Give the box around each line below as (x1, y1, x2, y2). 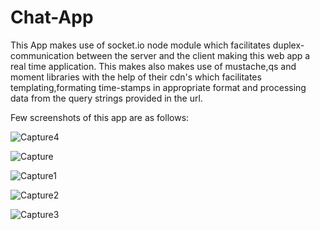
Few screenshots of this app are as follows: (10, 111, 190, 123)
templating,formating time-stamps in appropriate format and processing (10, 81, 307, 93)
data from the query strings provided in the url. (10, 92, 203, 104)
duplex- (272, 39, 305, 51)
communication (10, 49, 75, 61)
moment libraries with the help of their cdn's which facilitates (10, 71, 262, 83)
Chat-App (10, 6, 94, 29)
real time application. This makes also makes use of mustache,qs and (10, 60, 297, 72)
